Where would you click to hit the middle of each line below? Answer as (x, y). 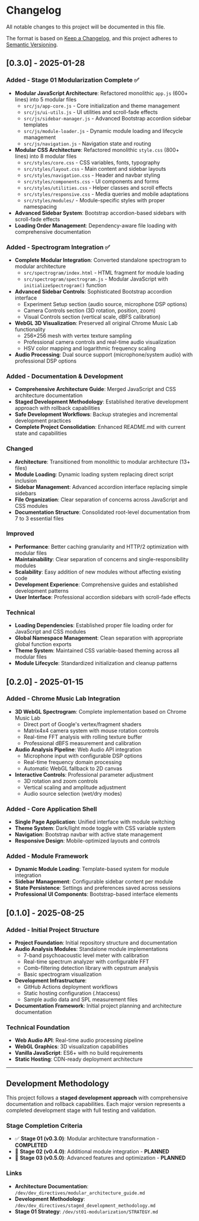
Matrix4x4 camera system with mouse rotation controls (91, 730)
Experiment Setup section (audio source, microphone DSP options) (105, 304)
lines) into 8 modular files (46, 156)
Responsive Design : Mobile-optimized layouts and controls (87, 841)
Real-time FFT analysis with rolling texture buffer (83, 737)
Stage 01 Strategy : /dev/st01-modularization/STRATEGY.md (86, 1212)
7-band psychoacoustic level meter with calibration (86, 955)
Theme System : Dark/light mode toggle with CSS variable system (95, 828)
